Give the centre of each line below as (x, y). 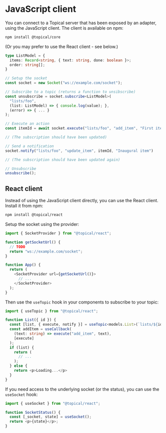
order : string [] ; (27, 65)
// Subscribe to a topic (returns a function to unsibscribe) (70, 92)
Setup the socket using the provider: (42, 224)
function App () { (23, 265)
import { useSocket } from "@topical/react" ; (53, 403)
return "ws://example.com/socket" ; (46, 251)
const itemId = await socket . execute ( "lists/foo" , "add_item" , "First (79, 129)
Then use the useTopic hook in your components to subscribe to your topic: (82, 302)
